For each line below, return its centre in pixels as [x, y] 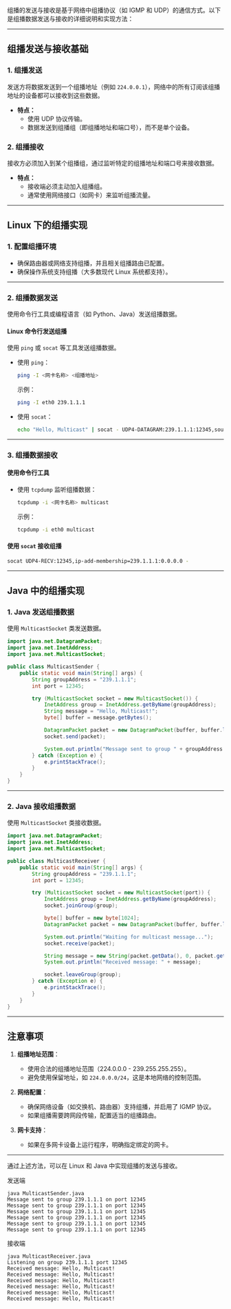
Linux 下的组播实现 [47, 225]
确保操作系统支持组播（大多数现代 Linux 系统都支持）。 [94, 272]
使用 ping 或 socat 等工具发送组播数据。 [64, 348]
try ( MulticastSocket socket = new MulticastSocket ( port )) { [121, 893]
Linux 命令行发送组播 [37, 331]
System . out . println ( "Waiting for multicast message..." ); [129, 937]
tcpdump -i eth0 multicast [56, 530]
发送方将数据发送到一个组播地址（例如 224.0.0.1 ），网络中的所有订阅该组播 [114, 87]
